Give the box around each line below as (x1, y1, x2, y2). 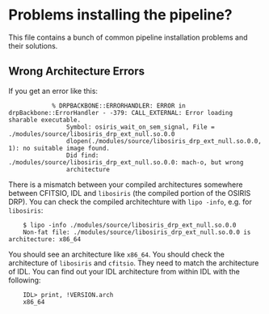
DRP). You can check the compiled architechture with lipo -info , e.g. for (8, 197, 252, 206)
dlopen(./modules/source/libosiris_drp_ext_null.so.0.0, (65, 137, 263, 145)
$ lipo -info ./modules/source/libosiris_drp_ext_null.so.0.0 (23, 221, 237, 229)
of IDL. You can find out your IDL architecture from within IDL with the (8, 266, 240, 276)
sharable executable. (8, 116, 82, 124)
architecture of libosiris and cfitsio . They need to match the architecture (8, 257, 259, 268)
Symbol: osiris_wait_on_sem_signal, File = (65, 123, 216, 131)
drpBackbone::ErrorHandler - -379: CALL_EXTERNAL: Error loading (8, 108, 233, 117)
